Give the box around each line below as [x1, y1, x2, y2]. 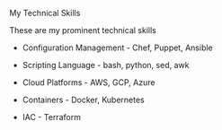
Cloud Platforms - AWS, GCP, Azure [22, 77, 155, 88]
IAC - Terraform [22, 112, 81, 122]
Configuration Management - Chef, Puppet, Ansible [22, 42, 213, 53]
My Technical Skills [9, 8, 81, 18]
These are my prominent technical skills [9, 25, 157, 35]
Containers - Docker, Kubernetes [22, 94, 146, 105]
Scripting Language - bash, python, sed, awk [22, 60, 190, 70]
